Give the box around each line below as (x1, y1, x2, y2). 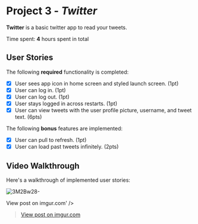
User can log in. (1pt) (14, 86, 67, 93)
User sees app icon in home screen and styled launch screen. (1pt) (14, 80, 179, 87)
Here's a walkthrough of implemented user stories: (6, 176, 131, 184)
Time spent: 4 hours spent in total (6, 35, 89, 42)
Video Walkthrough (6, 160, 80, 171)
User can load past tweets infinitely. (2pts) (14, 143, 119, 150)
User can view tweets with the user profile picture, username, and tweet (14, 107, 192, 113)
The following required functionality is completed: (6, 68, 129, 75)
